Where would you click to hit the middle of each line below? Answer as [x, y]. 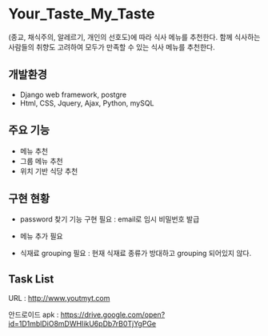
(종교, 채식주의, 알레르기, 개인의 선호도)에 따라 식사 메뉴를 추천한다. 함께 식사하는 [134, 37]
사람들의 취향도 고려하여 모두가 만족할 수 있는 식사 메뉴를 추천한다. [112, 47]
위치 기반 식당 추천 [49, 171]
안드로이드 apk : [34, 315]
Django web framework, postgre [73, 94]
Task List [31, 279]
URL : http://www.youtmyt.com [59, 298]
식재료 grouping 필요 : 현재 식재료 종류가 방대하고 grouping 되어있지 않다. [136, 254]
